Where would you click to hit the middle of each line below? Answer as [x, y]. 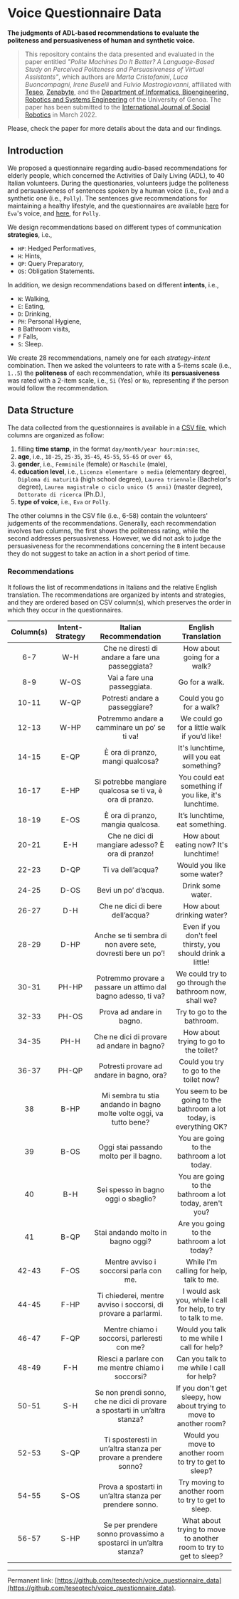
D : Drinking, [34, 314]
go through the [201, 982]
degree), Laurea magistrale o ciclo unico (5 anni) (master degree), [120, 487]
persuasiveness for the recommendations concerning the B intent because [116, 546]
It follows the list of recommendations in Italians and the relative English [112, 587]
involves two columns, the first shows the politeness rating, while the [108, 531]
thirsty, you [201, 944]
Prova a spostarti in [131, 1487]
